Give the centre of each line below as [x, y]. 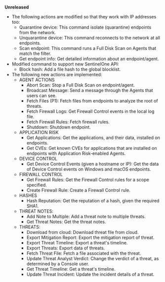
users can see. [41, 95]
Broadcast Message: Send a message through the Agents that [90, 90]
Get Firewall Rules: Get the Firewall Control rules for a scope [88, 180]
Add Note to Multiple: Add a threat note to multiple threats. [86, 216]
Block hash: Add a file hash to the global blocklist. [70, 69]
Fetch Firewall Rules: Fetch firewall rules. [68, 122]
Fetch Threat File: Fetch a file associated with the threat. [84, 253]
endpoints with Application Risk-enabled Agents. [76, 153]
